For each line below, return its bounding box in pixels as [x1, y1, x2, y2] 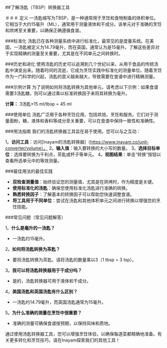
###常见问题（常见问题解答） [5, 214, 66, 220]
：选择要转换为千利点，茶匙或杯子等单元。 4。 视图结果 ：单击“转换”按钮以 [9, 152, 162, 157]
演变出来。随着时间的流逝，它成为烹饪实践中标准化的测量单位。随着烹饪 [13, 67, 162, 73]
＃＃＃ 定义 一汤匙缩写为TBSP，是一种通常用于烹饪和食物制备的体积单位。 [5, 15, 158, 21]
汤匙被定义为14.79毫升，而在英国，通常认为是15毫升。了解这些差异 [18, 44, 156, 50]
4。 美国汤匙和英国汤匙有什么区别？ [5, 289, 78, 294]
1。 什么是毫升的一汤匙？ [5, 225, 55, 231]
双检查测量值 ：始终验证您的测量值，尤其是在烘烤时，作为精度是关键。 [12, 179, 157, 184]
